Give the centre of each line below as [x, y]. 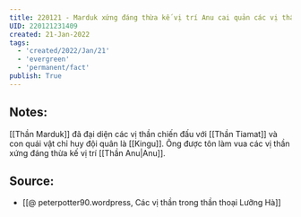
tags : [19, 43]
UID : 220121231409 [43, 26]
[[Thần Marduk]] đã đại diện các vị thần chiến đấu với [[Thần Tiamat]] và [143, 134]
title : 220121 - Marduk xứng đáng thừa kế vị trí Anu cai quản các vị [144, 17]
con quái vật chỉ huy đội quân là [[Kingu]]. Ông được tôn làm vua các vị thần [150, 143]
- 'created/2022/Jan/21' [64, 51]
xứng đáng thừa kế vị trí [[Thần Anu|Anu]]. [87, 152]
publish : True [36, 76]
